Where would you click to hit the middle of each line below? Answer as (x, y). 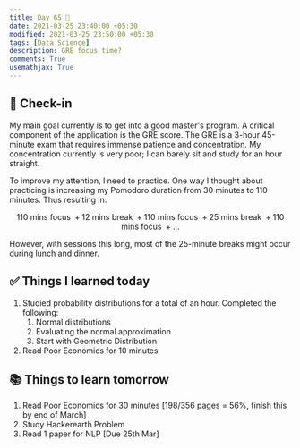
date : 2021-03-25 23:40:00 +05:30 (74, 26)
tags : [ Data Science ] (50, 42)
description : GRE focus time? (66, 51)
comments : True (38, 59)
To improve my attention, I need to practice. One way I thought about (136, 181)
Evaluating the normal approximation (103, 331)
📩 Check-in (41, 104)
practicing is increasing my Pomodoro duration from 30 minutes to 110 (139, 190)
